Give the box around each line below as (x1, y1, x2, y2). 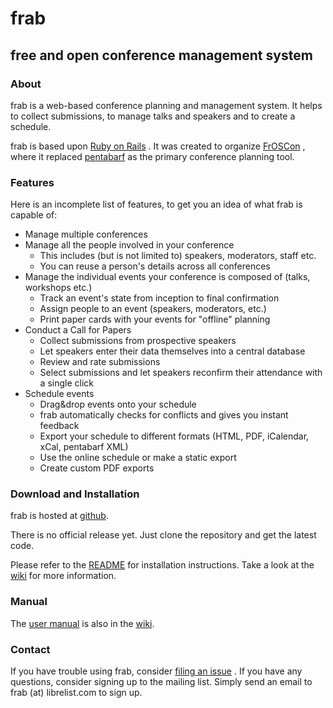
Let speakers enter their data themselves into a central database (39, 345, 306, 357)
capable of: (10, 209, 58, 221)
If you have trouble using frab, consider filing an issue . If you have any (10, 665, 303, 677)
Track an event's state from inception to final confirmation (39, 292, 280, 304)
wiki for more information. (10, 570, 117, 582)
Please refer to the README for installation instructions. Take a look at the (10, 559, 315, 571)
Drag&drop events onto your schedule (39, 398, 197, 411)
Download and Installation (10, 487, 140, 501)
